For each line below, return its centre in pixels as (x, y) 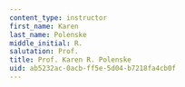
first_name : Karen (44, 26)
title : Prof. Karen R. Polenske (70, 60)
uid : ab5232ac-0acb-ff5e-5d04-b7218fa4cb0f (93, 69)
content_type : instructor (58, 18)
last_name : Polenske (49, 34)
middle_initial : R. (46, 43)
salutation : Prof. (44, 52)
